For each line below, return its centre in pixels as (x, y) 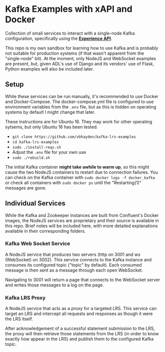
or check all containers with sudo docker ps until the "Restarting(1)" (73, 182)
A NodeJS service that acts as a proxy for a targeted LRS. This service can (81, 309)
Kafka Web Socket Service (38, 244)
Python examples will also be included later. (49, 69)
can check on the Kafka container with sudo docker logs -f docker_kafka (80, 177)
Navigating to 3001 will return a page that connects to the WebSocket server (82, 280)
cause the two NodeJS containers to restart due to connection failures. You (82, 172)
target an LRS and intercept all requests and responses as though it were (79, 314)
